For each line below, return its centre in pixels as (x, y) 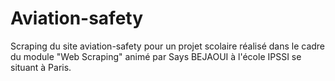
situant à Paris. (41, 67)
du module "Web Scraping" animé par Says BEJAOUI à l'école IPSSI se (156, 56)
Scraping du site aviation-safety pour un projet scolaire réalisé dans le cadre (168, 46)
